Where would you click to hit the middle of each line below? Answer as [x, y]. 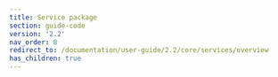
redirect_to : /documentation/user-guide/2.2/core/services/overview [139, 50]
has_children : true [45, 58]
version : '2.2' [37, 34]
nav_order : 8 [33, 42]
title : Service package [53, 17]
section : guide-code [48, 26]
